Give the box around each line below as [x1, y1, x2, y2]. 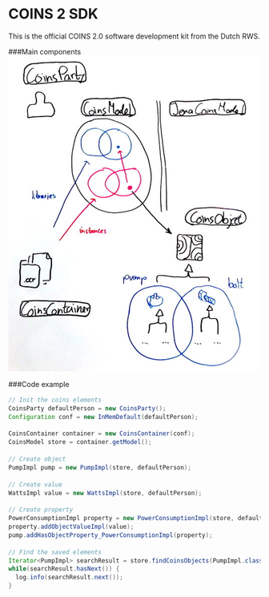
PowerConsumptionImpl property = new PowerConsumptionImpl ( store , [8, 514, 235, 522]
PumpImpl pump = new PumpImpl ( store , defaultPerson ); [8, 463, 192, 471]
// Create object [8, 455, 66, 463]
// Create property [8, 506, 74, 514]
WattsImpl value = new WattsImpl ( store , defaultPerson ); [8, 489, 203, 497]
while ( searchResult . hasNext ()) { [8, 565, 120, 573]
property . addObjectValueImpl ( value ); [8, 522, 134, 531]
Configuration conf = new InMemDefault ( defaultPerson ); [8, 413, 199, 421]
